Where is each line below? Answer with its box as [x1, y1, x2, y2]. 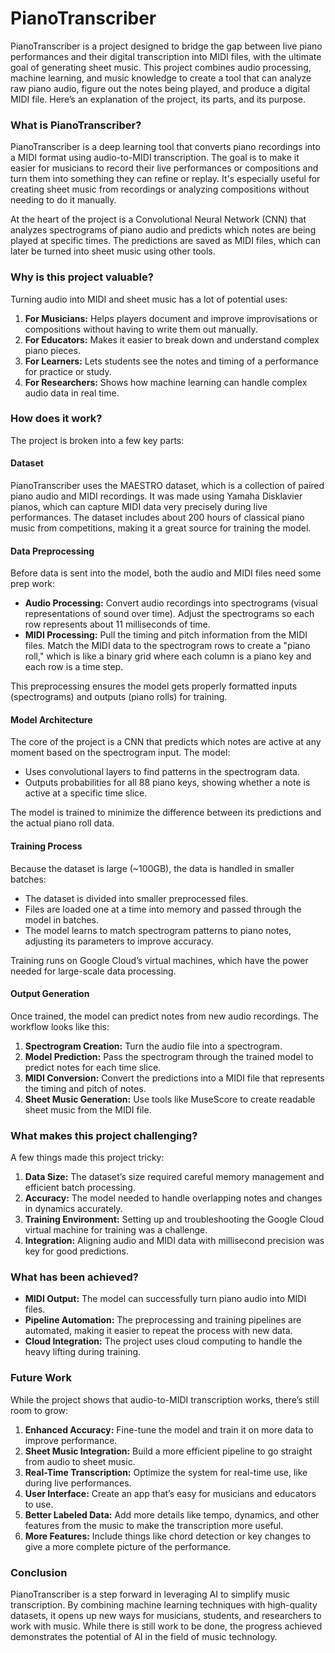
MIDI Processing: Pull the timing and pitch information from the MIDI [24, 629, 308, 641]
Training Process [10, 840, 83, 852]
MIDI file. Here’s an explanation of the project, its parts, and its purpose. [10, 93, 307, 105]
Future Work [10, 1371, 72, 1385]
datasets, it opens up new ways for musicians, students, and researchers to [10, 1610, 322, 1622]
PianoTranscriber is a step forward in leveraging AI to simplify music [10, 1588, 291, 1601]
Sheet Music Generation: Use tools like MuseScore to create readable [24, 1093, 316, 1105]
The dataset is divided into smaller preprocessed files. [24, 892, 249, 904]
